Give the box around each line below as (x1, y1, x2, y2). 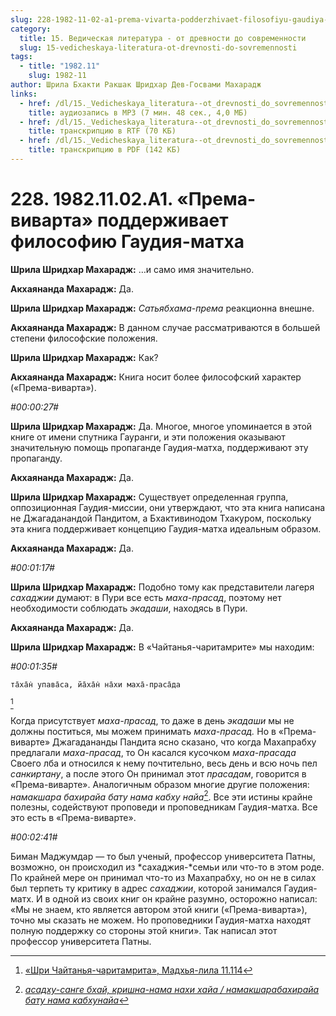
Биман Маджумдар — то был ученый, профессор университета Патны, (10, 851, 316, 863)
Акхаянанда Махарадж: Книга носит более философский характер (10, 371, 302, 383)
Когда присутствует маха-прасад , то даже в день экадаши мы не (10, 714, 295, 726)
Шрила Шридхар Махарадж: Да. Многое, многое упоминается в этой (10, 420, 313, 432)
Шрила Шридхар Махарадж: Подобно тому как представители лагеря (10, 581, 315, 593)
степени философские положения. (10, 332, 158, 344)
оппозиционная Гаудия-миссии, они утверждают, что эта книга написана (10, 501, 326, 513)
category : (10, 24, 52, 34)
